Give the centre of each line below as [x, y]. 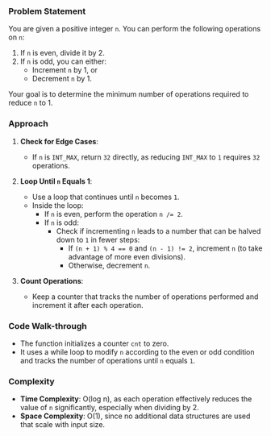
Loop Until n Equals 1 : [56, 181]
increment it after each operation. [88, 305]
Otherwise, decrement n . [109, 265]
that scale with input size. [63, 425]
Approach [28, 124]
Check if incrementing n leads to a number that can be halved [158, 230]
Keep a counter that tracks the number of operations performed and [145, 297]
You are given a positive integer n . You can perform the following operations [134, 29]
